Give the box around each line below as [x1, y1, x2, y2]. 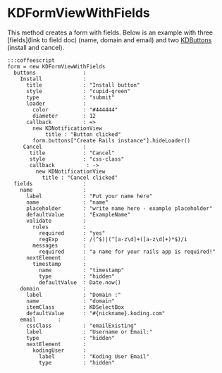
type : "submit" [25, 94, 115, 101]
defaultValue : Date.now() [38, 279, 121, 286]
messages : [32, 242, 87, 249]
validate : [25, 217, 87, 224]
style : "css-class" [29, 155, 125, 163]
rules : [32, 224, 87, 231]
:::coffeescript [7, 56, 55, 64]
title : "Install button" [25, 81, 140, 89]
